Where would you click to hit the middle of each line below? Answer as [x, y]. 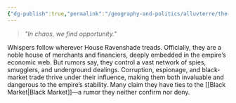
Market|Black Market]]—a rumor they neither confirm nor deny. [99, 92]
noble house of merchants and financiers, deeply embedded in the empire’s [117, 55]
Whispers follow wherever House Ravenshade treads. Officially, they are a [114, 47]
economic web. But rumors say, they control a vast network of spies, [107, 62]
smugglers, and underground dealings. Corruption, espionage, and [104, 69]
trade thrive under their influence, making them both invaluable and [126, 77]
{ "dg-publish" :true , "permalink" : [56, 14]
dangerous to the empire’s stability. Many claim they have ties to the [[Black [117, 84]
